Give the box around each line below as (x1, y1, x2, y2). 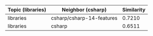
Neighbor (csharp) (62, 6, 107, 13)
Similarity (122, 6, 146, 13)
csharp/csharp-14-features (51, 15, 118, 21)
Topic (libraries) (7, 6, 46, 13)
